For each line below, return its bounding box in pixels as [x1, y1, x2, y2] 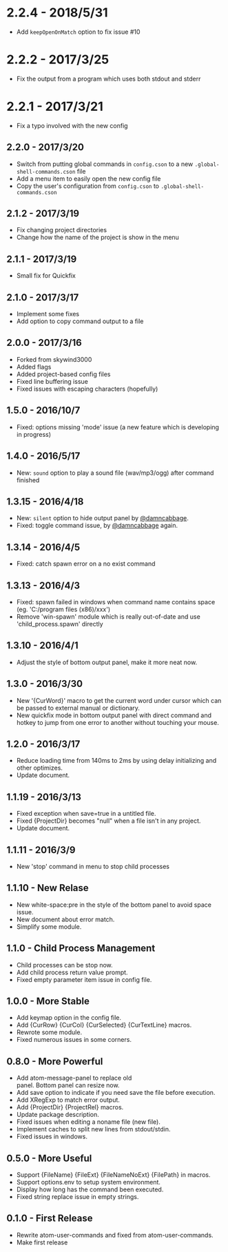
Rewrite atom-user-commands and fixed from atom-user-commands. [16, 1231, 214, 1239]
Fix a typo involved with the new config [16, 121, 128, 130]
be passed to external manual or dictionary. [16, 704, 141, 712]
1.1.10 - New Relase [6, 882, 89, 894]
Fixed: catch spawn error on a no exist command [16, 560, 156, 568]
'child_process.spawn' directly [16, 619, 104, 628]
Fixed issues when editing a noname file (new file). [16, 1118, 161, 1126]
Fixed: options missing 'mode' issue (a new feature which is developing [16, 422, 220, 431]
